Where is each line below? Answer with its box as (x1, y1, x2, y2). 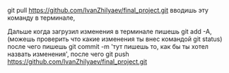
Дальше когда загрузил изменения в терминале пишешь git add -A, (7, 28, 212, 35)
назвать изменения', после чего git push (7, 50, 129, 58)
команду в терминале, (7, 13, 76, 22)
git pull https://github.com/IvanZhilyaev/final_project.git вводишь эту (7, 6, 209, 14)
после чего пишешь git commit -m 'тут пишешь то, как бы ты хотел (7, 43, 209, 50)
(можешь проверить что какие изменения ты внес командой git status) (7, 35, 223, 43)
